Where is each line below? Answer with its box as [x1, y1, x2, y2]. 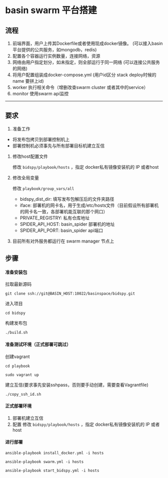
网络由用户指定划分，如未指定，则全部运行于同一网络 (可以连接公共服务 [12, 59, 160, 65]
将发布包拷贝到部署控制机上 [12, 136, 70, 142]
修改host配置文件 [12, 153, 48, 159]
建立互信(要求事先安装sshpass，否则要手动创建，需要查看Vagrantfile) [5, 382, 148, 388]
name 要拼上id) [12, 78, 44, 84]
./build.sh [5, 330, 28, 335]
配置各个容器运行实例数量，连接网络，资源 [12, 53, 100, 59]
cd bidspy [5, 311, 26, 316]
